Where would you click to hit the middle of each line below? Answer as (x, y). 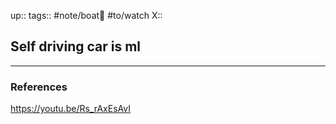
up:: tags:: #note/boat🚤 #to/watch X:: (86, 15)
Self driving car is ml (76, 46)
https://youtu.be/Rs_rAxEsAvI (70, 109)
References (39, 87)
